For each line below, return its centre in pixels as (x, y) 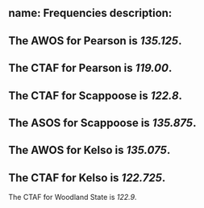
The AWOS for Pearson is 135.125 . (95, 41)
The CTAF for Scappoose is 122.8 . (96, 96)
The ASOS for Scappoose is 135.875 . (102, 123)
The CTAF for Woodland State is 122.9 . (73, 198)
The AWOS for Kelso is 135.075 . (90, 150)
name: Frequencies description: (90, 13)
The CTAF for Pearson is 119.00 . (90, 68)
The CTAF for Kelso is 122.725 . (87, 178)
